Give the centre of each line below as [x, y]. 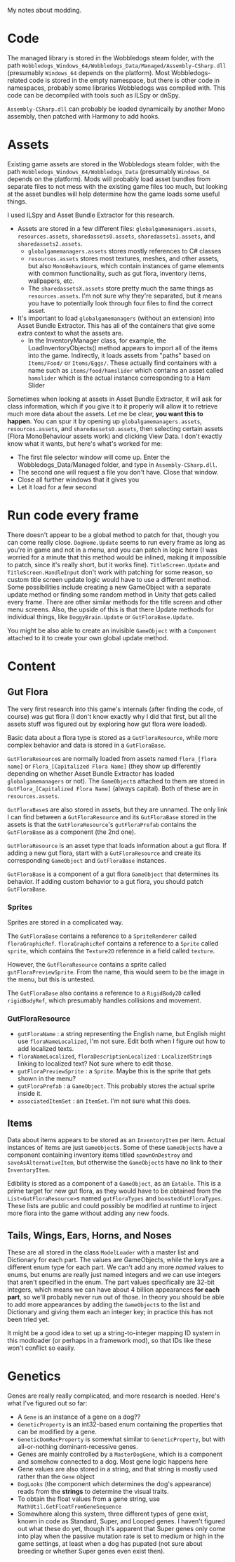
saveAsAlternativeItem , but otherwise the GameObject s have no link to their [115, 1163]
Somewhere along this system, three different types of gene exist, [113, 1514]
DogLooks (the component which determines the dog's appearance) [114, 1483]
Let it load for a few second [57, 487]
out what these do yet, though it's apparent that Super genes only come [121, 1528]
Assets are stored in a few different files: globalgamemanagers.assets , [117, 228]
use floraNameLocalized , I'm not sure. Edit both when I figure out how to [121, 1041]
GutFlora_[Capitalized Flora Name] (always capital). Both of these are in [113, 788]
